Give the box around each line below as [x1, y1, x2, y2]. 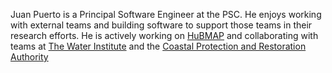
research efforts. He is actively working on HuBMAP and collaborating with [10, 30, 319, 41]
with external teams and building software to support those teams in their [10, 19, 313, 31]
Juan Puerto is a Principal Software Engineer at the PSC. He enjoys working [10, 9, 322, 20]
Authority [10, 51, 49, 63]
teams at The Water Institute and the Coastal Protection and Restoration [10, 40, 307, 52]
